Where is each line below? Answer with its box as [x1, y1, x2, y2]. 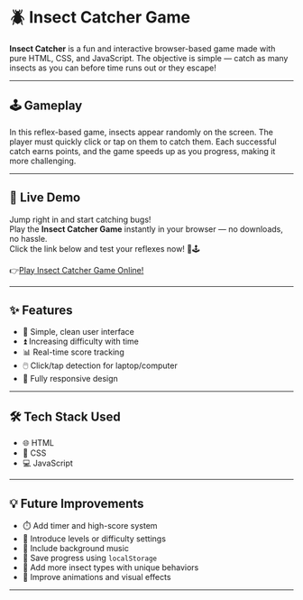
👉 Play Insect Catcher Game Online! [9, 264, 144, 275]
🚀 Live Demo [9, 190, 81, 206]
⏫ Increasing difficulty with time [22, 336, 140, 347]
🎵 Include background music [22, 543, 129, 553]
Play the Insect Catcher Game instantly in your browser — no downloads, [9, 223, 284, 235]
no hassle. [9, 233, 48, 244]
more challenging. [9, 155, 77, 166]
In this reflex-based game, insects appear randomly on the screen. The [9, 126, 273, 137]
